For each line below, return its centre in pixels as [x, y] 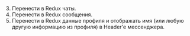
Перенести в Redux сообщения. [52, 15]
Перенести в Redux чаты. [44, 8]
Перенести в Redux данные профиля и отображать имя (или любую [98, 21]
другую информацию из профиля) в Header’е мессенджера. [88, 27]
